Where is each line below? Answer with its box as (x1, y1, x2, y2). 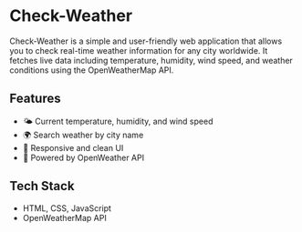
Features (9, 91, 61, 106)
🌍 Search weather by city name (22, 129, 144, 140)
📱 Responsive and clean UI (22, 142, 124, 153)
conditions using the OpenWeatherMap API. (9, 65, 174, 76)
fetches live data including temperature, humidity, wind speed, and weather (9, 55, 294, 66)
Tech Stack (9, 178, 75, 194)
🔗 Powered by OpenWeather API (22, 152, 144, 163)
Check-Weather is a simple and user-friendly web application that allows (9, 35, 283, 46)
